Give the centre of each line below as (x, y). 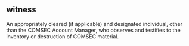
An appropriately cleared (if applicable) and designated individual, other (94, 24)
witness (21, 10)
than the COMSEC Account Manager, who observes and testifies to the (93, 30)
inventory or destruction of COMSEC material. (63, 36)
